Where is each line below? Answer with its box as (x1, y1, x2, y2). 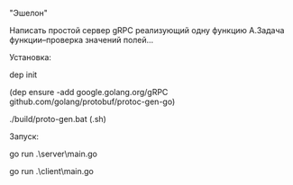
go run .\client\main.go (9, 166, 95, 176)
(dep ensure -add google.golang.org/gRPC (9, 87, 169, 97)
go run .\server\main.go (9, 148, 97, 159)
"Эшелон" (9, 8, 48, 18)
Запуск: (9, 131, 39, 142)
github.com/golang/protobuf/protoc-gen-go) (9, 96, 176, 107)
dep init (9, 69, 38, 80)
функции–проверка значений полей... (9, 35, 154, 45)
